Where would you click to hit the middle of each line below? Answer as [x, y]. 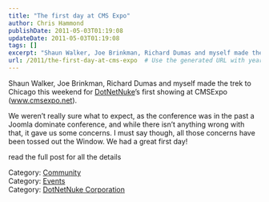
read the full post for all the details [65, 156]
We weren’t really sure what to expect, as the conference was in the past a [131, 115]
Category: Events [37, 180]
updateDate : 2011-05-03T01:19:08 [64, 38]
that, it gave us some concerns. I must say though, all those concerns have [132, 132]
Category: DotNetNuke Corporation [67, 189]
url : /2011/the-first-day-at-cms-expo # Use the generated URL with [127, 61]
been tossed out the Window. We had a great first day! [98, 141]
